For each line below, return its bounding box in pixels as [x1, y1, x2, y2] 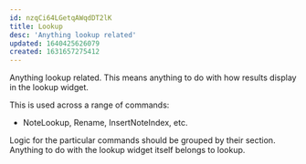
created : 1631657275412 [9, 47, 100, 56]
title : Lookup [9, 22, 64, 31]
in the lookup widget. [9, 82, 89, 93]
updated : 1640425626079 [9, 38, 100, 48]
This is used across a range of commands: [9, 99, 170, 110]
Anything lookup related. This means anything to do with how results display [9, 72, 297, 83]
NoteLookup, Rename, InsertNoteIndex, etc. [22, 118, 188, 128]
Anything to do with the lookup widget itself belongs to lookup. [9, 145, 246, 156]
